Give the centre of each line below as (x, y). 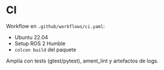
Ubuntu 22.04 (31, 37)
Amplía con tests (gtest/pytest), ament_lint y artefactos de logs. (82, 61)
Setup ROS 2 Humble (40, 43)
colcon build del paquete (45, 49)
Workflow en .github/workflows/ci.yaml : (55, 26)
